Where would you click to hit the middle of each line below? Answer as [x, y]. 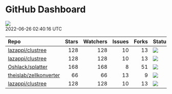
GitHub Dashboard [46, 10]
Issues [121, 41]
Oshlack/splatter [28, 67]
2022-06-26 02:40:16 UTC [34, 29]
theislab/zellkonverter [34, 75]
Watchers [95, 41]
